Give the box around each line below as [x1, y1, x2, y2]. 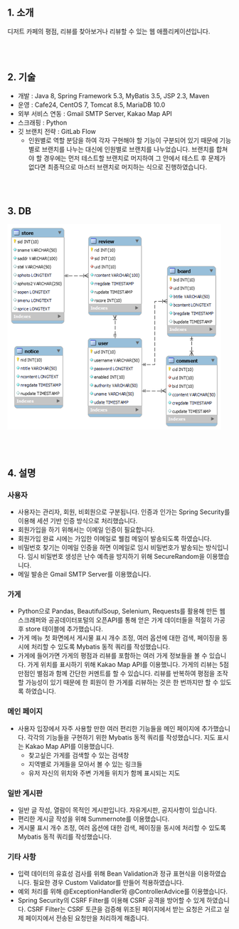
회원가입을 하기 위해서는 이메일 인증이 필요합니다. [17, 525, 155, 534]
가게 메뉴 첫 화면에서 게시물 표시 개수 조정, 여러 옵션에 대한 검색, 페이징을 [17, 634, 221, 642]
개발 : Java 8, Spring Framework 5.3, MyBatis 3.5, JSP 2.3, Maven [17, 91, 210, 100]
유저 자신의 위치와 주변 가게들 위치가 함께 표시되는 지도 [28, 768, 181, 777]
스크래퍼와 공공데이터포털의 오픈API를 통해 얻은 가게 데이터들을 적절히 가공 [17, 616, 225, 624]
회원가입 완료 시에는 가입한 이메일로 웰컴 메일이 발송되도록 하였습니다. [17, 535, 212, 543]
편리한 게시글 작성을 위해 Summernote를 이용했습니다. [17, 814, 170, 824]
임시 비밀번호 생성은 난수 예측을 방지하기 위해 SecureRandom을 [27, 552, 205, 561]
